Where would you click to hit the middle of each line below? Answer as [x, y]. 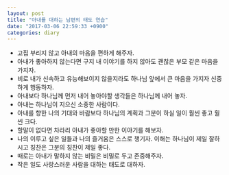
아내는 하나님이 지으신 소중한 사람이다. [68, 104]
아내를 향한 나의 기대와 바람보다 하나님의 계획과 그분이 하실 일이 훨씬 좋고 [115, 113]
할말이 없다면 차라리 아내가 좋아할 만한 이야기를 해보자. [90, 130]
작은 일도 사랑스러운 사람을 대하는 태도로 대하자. [81, 165]
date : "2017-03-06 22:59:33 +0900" [58, 26]
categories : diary [33, 33]
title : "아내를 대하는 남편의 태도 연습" [58, 20]
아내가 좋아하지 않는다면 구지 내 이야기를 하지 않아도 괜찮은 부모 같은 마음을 [118, 62]
